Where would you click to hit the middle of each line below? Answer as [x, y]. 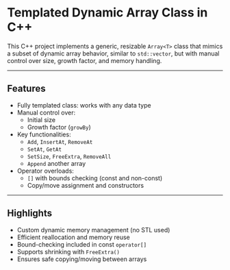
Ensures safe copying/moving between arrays [82, 259]
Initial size [41, 120]
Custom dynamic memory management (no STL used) [93, 230]
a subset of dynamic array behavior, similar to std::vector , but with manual [113, 53]
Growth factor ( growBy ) [59, 127]
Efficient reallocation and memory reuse [73, 237]
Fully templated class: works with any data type [84, 105]
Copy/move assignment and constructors [86, 185]
